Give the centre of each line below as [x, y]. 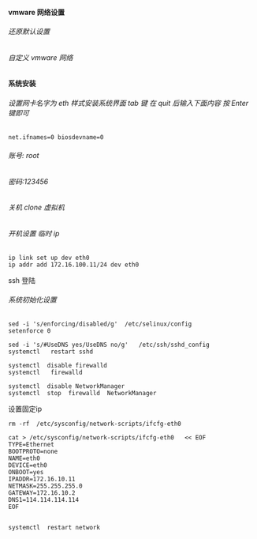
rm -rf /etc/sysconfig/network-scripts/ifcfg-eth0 [95, 424]
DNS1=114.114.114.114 [44, 499]
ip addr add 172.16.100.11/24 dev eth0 [74, 265]
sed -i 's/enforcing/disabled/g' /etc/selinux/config [100, 324]
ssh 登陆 [22, 280]
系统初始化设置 [32, 300]
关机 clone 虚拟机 [37, 207]
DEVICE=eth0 [28, 465]
